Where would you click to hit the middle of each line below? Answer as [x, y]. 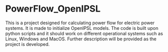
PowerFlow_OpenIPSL [53, 9]
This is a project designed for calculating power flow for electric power [80, 23]
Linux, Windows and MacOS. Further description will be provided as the [81, 39]
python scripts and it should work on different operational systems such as [84, 33]
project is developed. [28, 44]
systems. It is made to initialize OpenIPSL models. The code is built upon [82, 28]
